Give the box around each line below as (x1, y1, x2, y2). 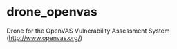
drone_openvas (6, 4, 97, 20)
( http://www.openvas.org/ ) (6, 33, 83, 42)
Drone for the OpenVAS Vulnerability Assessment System (6, 27, 170, 35)
